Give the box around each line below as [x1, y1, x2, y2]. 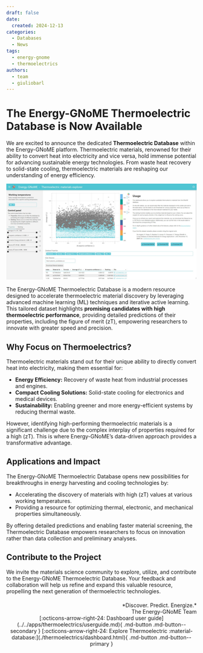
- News [11, 42, 28, 48]
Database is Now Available [6, 120, 143, 133]
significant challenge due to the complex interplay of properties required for [6, 426, 195, 434]
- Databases [11, 35, 42, 42]
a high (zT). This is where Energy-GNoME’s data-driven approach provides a [6, 432, 197, 440]
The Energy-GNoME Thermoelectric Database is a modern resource [6, 286, 176, 293]
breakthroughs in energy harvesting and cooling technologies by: [6, 479, 169, 486]
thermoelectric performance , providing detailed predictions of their [6, 311, 176, 319]
